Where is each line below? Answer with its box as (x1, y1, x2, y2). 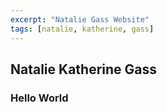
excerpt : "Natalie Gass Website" (10, 14, 150, 25)
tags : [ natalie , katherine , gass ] (10, 24, 155, 34)
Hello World (10, 91, 69, 105)
